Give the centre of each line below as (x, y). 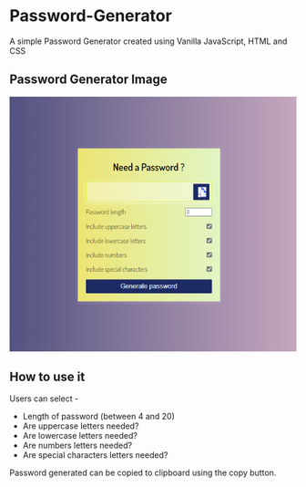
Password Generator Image (88, 80)
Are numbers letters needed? (77, 446)
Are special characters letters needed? (95, 455)
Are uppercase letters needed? (81, 426)
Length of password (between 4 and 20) (99, 417)
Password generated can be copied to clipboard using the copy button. (143, 473)
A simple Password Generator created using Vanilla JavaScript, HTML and (148, 41)
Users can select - (44, 399)
